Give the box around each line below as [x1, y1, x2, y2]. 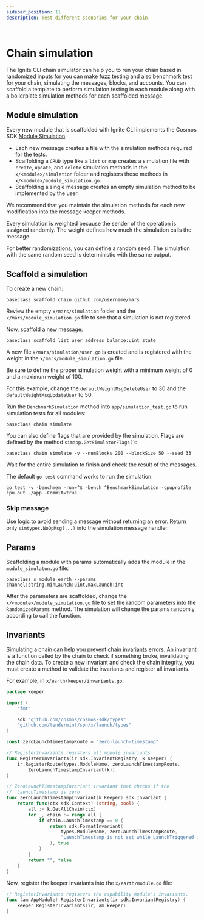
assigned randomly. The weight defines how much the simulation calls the [6, 226, 192, 234]
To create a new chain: [6, 285, 64, 293]
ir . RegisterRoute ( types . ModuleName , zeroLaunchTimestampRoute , [17, 761, 181, 767]
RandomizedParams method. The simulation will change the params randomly [6, 605, 195, 613]
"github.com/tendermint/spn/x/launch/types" [17, 722, 132, 729]
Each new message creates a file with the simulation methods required [15, 144, 192, 152]
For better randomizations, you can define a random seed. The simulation [6, 244, 190, 252]
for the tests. [15, 151, 47, 159]
